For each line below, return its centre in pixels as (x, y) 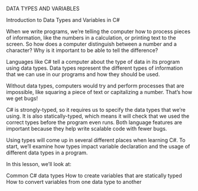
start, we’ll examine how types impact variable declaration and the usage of (98, 146)
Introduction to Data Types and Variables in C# (63, 20)
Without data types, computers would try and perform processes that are (95, 86)
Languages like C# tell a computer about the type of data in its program (93, 62)
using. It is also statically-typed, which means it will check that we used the (98, 116)
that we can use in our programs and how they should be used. (83, 74)
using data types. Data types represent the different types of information (95, 68)
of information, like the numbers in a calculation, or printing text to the (91, 38)
